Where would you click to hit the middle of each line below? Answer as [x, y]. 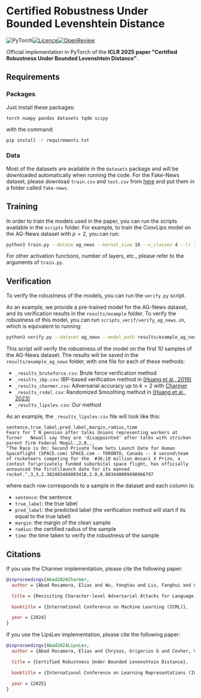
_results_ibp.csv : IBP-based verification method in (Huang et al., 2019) [103, 380]
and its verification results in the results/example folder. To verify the [91, 314]
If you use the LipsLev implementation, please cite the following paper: [93, 635]
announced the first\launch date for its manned [68, 469]
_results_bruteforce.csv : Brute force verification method [86, 373]
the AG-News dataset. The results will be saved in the [72, 355]
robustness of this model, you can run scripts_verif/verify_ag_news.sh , [96, 320]
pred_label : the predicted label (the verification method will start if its [100, 510]
